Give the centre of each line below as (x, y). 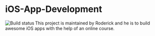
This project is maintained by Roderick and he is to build (92, 23)
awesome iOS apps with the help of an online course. (60, 28)
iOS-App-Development (54, 9)
